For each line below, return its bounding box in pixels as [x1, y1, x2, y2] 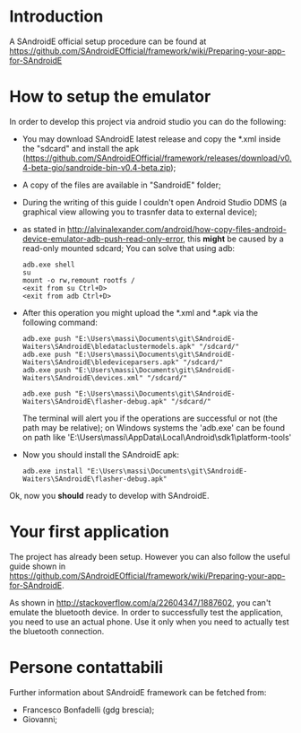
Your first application [9, 522, 170, 542]
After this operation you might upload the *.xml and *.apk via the [21, 307, 259, 318]
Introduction [9, 6, 104, 27]
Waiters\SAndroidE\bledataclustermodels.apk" [21, 342, 195, 351]
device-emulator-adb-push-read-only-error [21, 233, 184, 244]
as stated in [21, 223, 65, 234]
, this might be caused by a [183, 233, 284, 244]
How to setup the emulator [9, 87, 211, 107]
